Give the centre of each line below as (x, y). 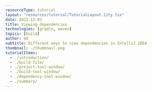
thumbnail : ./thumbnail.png (35, 48)
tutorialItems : (21, 53)
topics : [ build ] (22, 34)
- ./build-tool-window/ (35, 72)
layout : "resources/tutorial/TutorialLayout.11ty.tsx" (65, 15)
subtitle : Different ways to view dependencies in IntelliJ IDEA (76, 43)
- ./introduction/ (30, 57)
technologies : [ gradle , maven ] (39, 29)
